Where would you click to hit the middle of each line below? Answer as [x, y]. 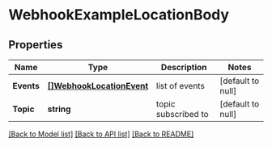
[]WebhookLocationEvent [98, 86]
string [59, 109]
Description [184, 67]
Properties [36, 45]
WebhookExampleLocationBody [119, 15]
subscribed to [183, 114]
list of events [181, 86]
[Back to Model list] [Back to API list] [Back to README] [101, 134]
